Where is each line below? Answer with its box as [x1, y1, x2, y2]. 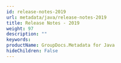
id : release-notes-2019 [6, 8, 67, 15]
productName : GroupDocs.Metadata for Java [6, 43, 115, 49]
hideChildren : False [6, 48, 59, 54]
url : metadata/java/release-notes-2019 [6, 14, 107, 20]
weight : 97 [6, 25, 34, 32]
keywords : [6, 37, 31, 43]
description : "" [6, 31, 47, 37]
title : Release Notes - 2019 [6, 20, 80, 26]
